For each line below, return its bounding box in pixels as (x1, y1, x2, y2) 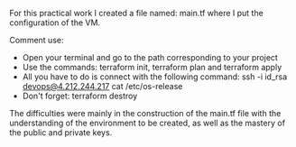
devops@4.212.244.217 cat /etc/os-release (22, 81, 183, 91)
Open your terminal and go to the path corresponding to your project (22, 52, 278, 62)
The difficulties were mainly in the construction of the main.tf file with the (9, 108, 282, 118)
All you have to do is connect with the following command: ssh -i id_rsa (22, 71, 288, 82)
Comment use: (9, 35, 64, 45)
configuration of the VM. (9, 17, 101, 28)
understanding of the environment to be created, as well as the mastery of (9, 117, 286, 128)
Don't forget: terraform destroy (22, 90, 138, 101)
